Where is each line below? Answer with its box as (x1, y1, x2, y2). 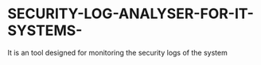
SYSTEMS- (7, 21, 83, 40)
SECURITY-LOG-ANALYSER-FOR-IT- (7, 5, 254, 23)
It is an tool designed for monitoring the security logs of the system (7, 48, 228, 57)
